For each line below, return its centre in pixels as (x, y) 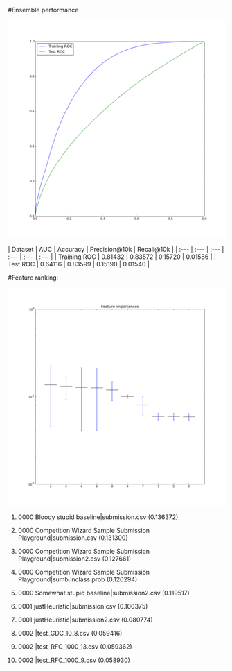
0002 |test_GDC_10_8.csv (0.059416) (70, 633)
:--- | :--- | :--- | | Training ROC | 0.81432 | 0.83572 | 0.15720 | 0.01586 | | (112, 257)
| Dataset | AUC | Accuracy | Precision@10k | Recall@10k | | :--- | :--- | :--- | (116, 249)
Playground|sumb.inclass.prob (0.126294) (78, 579)
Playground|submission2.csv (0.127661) (74, 559)
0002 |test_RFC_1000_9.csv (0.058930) (74, 660)
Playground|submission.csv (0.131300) (73, 538)
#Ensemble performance (43, 10)
